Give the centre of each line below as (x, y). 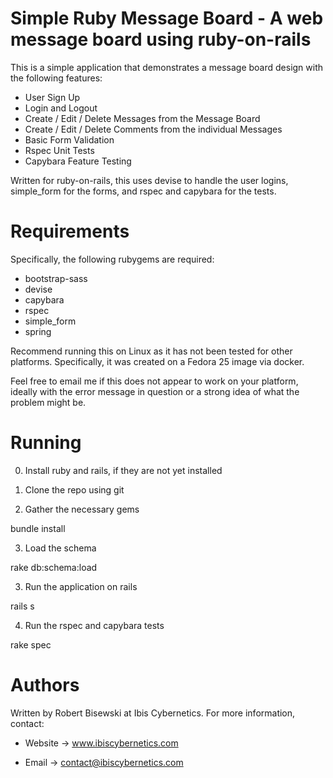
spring (38, 331)
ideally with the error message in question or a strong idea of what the (155, 391)
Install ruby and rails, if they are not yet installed (123, 470)
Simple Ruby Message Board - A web (167, 18)
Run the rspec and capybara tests (94, 625)
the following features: (56, 78)
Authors (45, 685)
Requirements (70, 231)
